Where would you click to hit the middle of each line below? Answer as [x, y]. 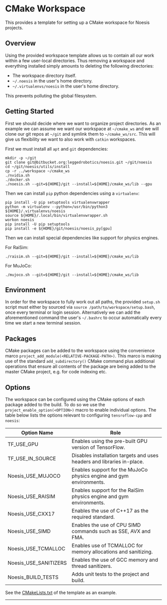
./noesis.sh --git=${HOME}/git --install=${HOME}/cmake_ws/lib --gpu [79, 184]
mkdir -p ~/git [21, 158]
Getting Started [30, 112]
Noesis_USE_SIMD [29, 531]
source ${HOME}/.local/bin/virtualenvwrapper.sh [56, 215]
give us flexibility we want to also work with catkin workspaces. [71, 139]
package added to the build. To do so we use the [55, 405]
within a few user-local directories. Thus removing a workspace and [75, 61]
